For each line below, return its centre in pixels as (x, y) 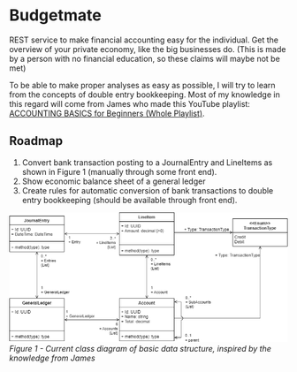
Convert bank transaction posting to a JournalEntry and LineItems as (147, 162)
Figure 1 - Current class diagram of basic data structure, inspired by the (141, 348)
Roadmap (36, 141)
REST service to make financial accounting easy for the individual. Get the (144, 40)
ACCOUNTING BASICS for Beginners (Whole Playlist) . (107, 113)
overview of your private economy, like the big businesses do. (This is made (148, 49)
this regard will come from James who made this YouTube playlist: (129, 103)
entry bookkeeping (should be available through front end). (129, 200)
